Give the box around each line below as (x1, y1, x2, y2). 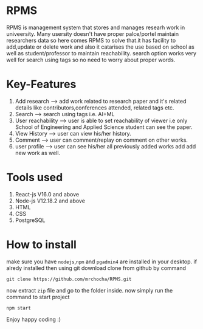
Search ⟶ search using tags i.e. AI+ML (15, 110, 115, 117)
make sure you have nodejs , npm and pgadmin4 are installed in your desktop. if (6, 258, 198, 265)
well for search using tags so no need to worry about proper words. (6, 56, 176, 63)
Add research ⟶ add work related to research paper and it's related (15, 97, 187, 105)
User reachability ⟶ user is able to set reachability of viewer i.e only (15, 117, 188, 124)
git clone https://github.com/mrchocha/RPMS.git (6, 276, 132, 282)
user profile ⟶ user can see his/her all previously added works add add (15, 142, 196, 150)
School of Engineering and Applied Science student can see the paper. (15, 123, 193, 131)
